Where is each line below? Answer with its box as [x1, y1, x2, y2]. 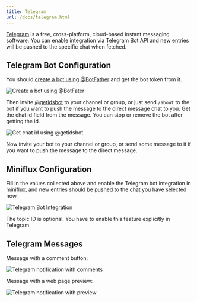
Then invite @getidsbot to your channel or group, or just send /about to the [6, 99, 190, 106]
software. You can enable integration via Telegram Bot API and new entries [6, 37, 189, 44]
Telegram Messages [6, 239, 83, 249]
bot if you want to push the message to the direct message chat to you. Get [6, 105, 191, 113]
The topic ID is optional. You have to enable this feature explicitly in [6, 216, 170, 223]
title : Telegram [6, 8, 46, 15]
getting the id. [6, 118, 40, 125]
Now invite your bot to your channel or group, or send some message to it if [6, 140, 192, 148]
